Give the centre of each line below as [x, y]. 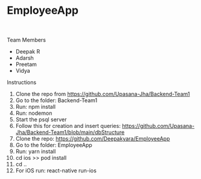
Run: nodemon [34, 113]
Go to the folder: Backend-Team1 [56, 100]
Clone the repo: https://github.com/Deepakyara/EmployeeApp [93, 138]
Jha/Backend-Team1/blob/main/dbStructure [70, 132]
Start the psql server [41, 119]
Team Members [26, 40]
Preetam [26, 64]
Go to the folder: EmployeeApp [54, 145]
